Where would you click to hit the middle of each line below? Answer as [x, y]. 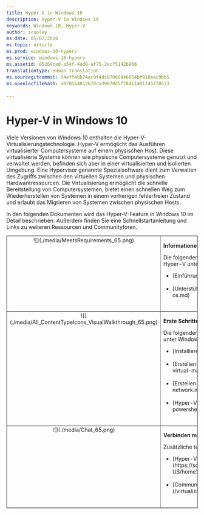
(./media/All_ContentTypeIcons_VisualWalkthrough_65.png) [84, 322]
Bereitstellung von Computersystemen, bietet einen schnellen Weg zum [96, 189]
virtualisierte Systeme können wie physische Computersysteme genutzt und [102, 157]
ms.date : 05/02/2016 [32, 39]
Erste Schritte [181, 321]
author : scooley [27, 32]
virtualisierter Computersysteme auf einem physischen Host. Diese [90, 151]
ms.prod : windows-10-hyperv [42, 52]
